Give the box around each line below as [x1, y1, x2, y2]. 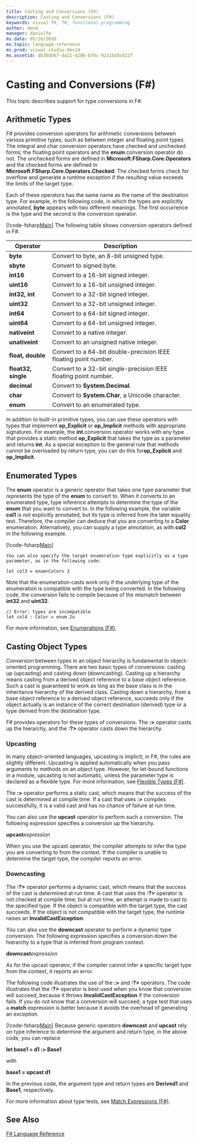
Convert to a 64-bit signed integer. [52, 309, 150, 318]
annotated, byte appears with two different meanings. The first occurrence [6, 204, 189, 211]
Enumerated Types [6, 470, 78, 480]
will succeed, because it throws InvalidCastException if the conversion [6, 992, 180, 999]
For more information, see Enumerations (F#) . [6, 624, 117, 631]
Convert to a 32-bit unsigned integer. [52, 300, 157, 308]
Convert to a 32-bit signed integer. [52, 290, 150, 298]
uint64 [9, 319, 28, 327]
